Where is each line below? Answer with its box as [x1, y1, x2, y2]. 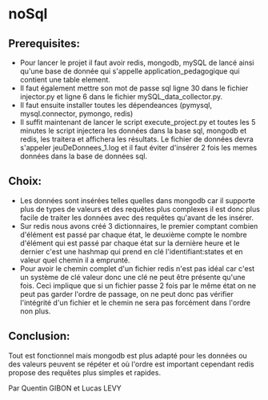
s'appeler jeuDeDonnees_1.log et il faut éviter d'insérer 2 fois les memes [19, 143, 258, 152]
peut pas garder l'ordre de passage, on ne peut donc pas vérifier [19, 289, 234, 298]
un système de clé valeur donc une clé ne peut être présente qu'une [19, 272, 246, 282]
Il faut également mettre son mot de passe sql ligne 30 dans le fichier [19, 83, 249, 93]
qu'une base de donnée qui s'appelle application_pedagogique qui [19, 66, 240, 76]
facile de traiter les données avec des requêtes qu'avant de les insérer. [19, 213, 254, 222]
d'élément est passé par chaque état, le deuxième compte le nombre [19, 230, 247, 239]
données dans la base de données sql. [19, 151, 148, 161]
